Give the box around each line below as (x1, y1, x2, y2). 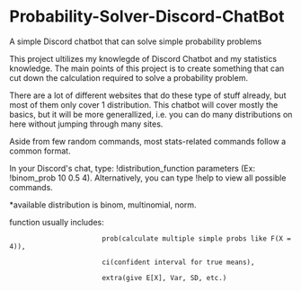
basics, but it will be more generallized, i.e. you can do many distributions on (9, 109, 293, 119)
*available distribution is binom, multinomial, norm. (9, 199, 197, 210)
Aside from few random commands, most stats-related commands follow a (9, 136, 287, 146)
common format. (9, 145, 71, 156)
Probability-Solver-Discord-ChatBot (9, 6, 285, 27)
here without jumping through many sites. (9, 119, 164, 129)
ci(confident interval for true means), (102, 258, 255, 267)
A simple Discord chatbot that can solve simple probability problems (9, 36, 262, 47)
